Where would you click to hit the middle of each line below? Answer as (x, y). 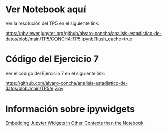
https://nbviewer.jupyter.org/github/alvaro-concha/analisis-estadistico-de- (83, 33)
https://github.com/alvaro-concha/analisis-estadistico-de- (67, 83)
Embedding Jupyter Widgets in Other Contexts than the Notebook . (75, 123)
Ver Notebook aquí (46, 9)
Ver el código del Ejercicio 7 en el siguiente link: (55, 73)
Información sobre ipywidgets (70, 109)
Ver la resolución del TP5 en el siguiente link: (52, 23)
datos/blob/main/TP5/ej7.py (34, 88)
